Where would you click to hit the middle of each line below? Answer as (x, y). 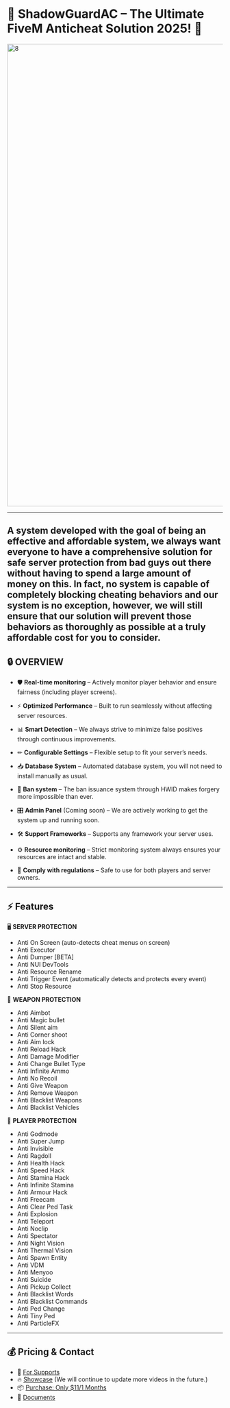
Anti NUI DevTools (43, 964)
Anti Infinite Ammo (43, 1071)
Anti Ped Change (41, 1309)
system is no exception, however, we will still (105, 606)
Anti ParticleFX (38, 1323)
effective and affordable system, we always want (114, 542)
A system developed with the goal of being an (107, 531)
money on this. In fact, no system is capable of (108, 584)
